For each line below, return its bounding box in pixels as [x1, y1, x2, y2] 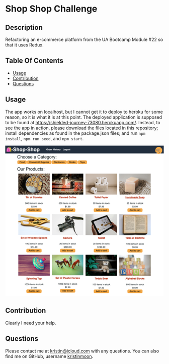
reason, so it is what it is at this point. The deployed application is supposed [5, 114, 162, 120]
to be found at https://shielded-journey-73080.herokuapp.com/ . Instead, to [5, 119, 160, 125]
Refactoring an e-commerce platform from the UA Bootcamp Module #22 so [5, 36, 163, 42]
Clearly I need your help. [5, 320, 56, 326]
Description [5, 23, 43, 32]
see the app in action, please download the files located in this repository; [5, 125, 158, 131]
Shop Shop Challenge [5, 3, 98, 15]
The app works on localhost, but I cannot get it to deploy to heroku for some [5, 109, 163, 115]
